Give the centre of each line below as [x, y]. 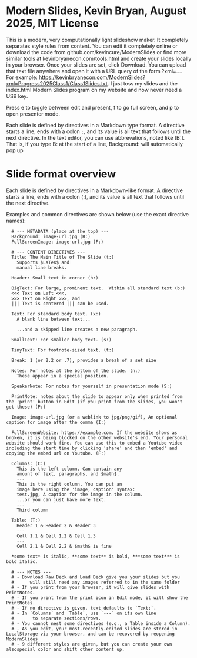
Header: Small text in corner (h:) [55, 278]
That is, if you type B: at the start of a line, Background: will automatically [95, 144]
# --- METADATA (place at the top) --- [60, 231]
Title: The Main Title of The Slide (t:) [63, 257]
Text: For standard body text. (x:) [56, 314]
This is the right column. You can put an [69, 484]
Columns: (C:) [29, 463]
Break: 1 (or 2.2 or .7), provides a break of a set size [84, 360]
